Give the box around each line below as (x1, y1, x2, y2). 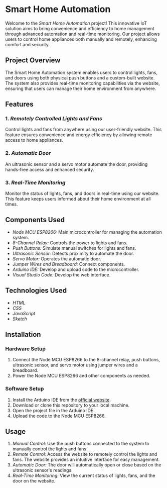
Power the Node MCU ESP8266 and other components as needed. (12, 373, 150, 379)
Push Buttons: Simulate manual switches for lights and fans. (12, 245, 136, 251)
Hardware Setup (5, 345, 46, 352)
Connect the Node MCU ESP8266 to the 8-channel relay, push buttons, (12, 357, 160, 363)
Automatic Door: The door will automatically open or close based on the (12, 462, 161, 468)
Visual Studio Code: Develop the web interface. (12, 271, 111, 277)
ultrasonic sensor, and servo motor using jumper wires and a (12, 362, 138, 368)
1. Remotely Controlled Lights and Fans (5, 115, 102, 122)
